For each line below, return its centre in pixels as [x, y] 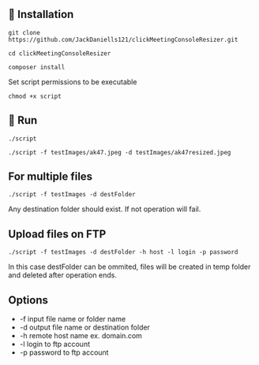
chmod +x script [35, 96]
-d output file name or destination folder [84, 327]
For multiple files [51, 177]
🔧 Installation [41, 15]
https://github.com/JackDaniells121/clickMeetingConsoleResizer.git [123, 39]
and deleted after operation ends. [62, 275]
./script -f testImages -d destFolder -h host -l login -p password [123, 252]
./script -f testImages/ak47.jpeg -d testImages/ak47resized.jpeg [120, 152]
